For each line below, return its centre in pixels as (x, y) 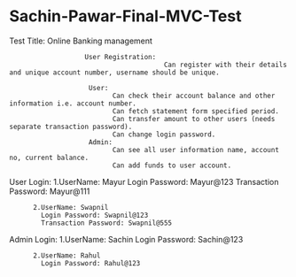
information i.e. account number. (73, 104)
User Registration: (121, 57)
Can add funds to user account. (172, 165)
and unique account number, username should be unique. (114, 73)
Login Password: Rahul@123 (91, 263)
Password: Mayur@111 (50, 191)
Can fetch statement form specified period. (195, 111)
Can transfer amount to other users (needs (194, 119)
